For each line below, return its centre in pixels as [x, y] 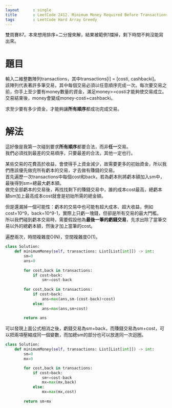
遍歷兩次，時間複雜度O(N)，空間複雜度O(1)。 [53, 237]
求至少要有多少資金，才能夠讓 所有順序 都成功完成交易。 [63, 109]
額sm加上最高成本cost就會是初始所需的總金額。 [56, 196]
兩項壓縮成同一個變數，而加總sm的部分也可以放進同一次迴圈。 [80, 335]
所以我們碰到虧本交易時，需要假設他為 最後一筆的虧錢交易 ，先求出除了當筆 [84, 220]
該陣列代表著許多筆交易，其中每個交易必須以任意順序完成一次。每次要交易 [84, 85]
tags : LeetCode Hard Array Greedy [51, 19]
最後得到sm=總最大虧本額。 [35, 183]
